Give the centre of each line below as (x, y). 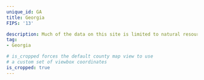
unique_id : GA (24, 12)
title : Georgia (25, 18)
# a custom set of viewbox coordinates (57, 62)
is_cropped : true (28, 67)
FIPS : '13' (20, 23)
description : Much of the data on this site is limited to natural (93, 34)
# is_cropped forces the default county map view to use (80, 56)
